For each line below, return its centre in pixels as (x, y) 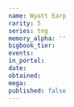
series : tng (28, 31)
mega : (17, 83)
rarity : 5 (25, 23)
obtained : (25, 76)
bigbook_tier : (32, 46)
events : (21, 53)
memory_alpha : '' (37, 38)
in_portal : (27, 61)
